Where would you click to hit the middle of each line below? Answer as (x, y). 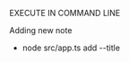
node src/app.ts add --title (71, 48)
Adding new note (41, 30)
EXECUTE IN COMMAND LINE (65, 13)
